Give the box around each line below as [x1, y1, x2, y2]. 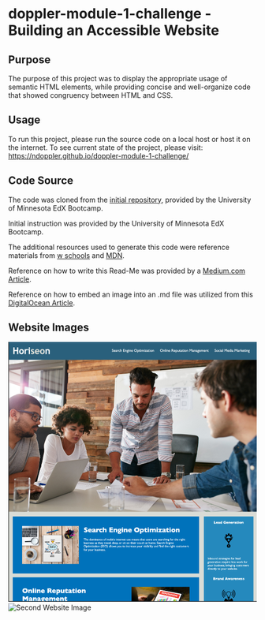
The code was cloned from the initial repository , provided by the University [8, 195, 252, 204]
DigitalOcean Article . [8, 297, 76, 308]
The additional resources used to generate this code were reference [8, 242, 230, 252]
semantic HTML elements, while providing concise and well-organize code [8, 82, 251, 92]
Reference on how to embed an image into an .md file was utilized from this [8, 289, 254, 299]
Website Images [8, 321, 89, 334]
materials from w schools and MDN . [8, 250, 125, 260]
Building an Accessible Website [8, 21, 219, 39]
